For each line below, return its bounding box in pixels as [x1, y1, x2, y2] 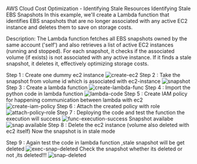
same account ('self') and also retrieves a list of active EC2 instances [6, 41, 173, 48]
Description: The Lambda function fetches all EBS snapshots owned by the [6, 35, 188, 42]
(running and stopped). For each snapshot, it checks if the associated [6, 48, 175, 55]
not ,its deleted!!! [6, 152, 47, 158]
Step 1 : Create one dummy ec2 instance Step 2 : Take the [6, 72, 181, 78]
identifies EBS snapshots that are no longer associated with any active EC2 [6, 18, 188, 24]
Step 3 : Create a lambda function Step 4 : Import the [6, 84, 191, 91]
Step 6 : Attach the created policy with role [56, 103, 161, 109]
